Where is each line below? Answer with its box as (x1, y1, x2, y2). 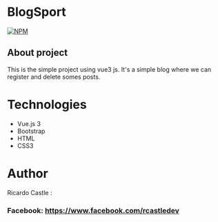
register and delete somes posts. (7, 72, 101, 81)
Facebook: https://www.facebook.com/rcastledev (7, 205, 179, 215)
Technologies (7, 97, 88, 112)
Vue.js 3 (17, 119, 41, 128)
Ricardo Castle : (7, 188, 52, 196)
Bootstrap (17, 127, 46, 135)
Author (7, 165, 48, 181)
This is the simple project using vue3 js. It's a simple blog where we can (7, 65, 212, 73)
